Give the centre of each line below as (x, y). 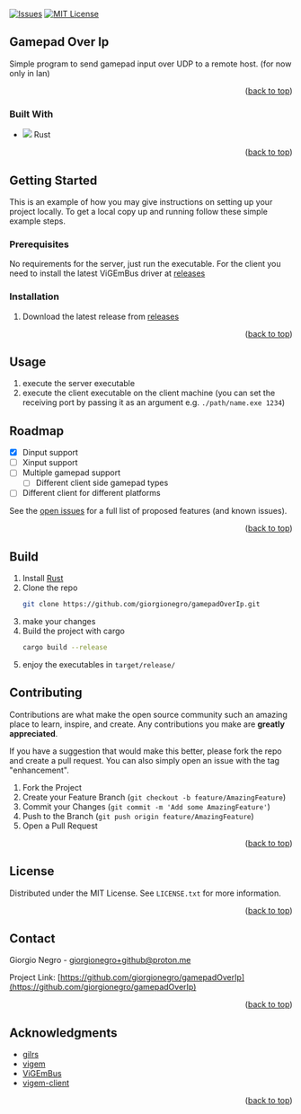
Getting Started (53, 180)
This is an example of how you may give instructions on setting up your (141, 201)
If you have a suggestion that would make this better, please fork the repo (146, 751)
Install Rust (43, 579)
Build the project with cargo (74, 631)
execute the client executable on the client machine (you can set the (149, 393)
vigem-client (46, 1083)
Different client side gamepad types (102, 483)
